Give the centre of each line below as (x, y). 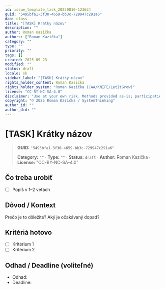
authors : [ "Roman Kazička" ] (34, 37)
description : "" (22, 28)
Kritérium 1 (23, 244)
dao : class (16, 19)
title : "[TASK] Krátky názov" (36, 23)
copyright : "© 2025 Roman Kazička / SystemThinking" (60, 101)
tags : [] (14, 55)
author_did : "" (21, 110)
